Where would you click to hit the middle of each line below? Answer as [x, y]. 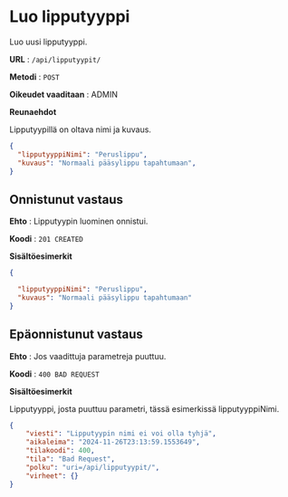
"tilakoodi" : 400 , [60, 451]
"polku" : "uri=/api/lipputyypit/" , [93, 467]
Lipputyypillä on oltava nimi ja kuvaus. [81, 129]
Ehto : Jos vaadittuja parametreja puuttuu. [88, 356]
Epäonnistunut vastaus [76, 335]
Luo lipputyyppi [70, 17]
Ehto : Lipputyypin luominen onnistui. [79, 221]
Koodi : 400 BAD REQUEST [54, 374]
